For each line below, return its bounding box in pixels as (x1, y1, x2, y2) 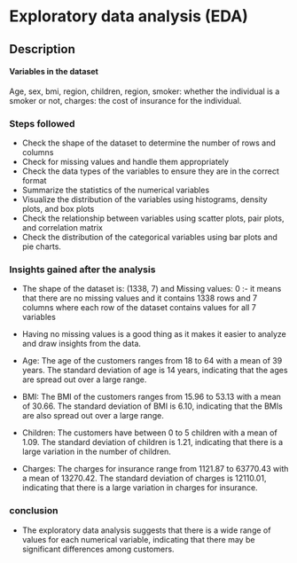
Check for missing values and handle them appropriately (21, 157, 229, 168)
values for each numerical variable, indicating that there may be (21, 534, 255, 544)
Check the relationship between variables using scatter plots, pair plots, (21, 213, 285, 223)
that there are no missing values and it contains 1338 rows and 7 (21, 293, 258, 303)
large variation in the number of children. (21, 446, 171, 457)
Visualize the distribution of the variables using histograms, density (21, 194, 268, 205)
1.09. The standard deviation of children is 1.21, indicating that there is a (21, 437, 284, 448)
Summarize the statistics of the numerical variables (21, 184, 210, 196)
